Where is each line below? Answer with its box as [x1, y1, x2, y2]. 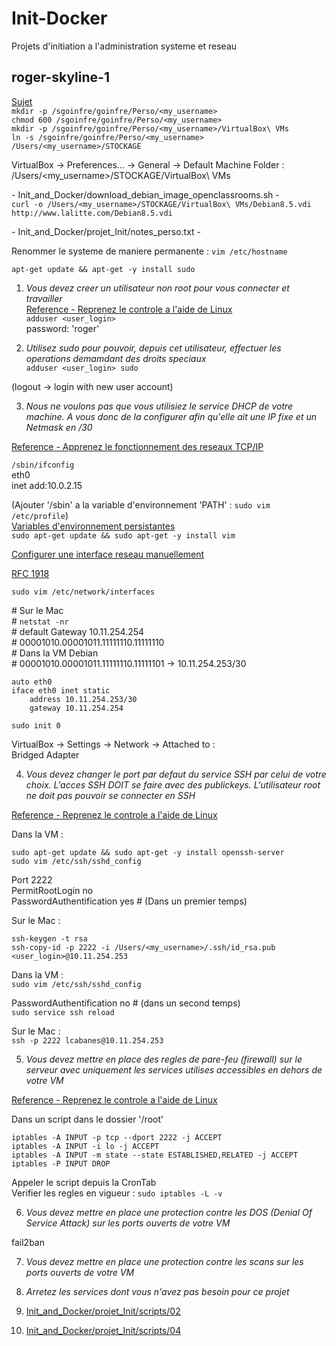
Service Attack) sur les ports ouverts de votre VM [25, 1217, 231, 1229]
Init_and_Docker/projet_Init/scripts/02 [25, 1305, 181, 1317]
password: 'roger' [25, 322, 100, 334]
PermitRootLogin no [11, 884, 94, 896]
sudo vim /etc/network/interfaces [11, 587, 156, 597]
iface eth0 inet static [11, 685, 111, 696]
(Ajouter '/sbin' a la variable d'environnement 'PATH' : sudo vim [11, 498, 271, 511]
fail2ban [11, 1236, 45, 1248]
